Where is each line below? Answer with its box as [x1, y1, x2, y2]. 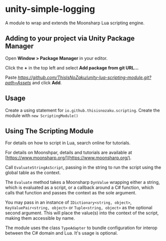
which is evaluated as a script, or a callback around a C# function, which [5, 184, 154, 190]
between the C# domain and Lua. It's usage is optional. [5, 230, 118, 236]
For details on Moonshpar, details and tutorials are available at [5, 150, 133, 156]
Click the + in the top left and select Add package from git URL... [5, 64, 139, 70]
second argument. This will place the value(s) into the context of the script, [5, 210, 159, 216]
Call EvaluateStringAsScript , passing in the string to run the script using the [5, 165, 162, 171]
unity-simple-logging [5, 3, 95, 15]
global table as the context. [5, 170, 61, 176]
